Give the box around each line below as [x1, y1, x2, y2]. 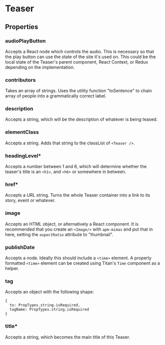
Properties [5, 23, 38, 31]
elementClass [5, 129, 39, 136]
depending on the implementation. [5, 64, 75, 70]
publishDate [5, 243, 35, 250]
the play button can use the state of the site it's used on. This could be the [5, 54, 156, 60]
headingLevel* [5, 152, 41, 159]
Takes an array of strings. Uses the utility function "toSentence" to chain [5, 88, 152, 94]
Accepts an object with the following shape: [5, 289, 94, 295]
